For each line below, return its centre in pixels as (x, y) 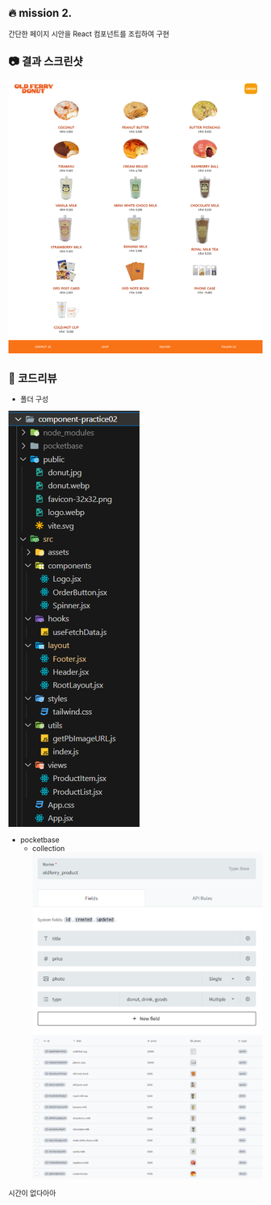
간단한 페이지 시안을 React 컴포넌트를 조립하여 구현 (89, 33)
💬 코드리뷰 (33, 378)
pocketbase (40, 839)
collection (48, 848)
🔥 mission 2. (40, 13)
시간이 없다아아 (32, 1193)
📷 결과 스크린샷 (46, 62)
